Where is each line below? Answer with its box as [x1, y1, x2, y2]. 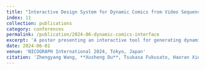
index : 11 [6, 15, 32, 21]
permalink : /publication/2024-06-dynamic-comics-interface [6, 32, 160, 38]
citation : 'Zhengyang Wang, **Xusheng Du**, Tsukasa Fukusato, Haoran [6, 54, 190, 60]
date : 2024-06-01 [6, 43, 51, 49]
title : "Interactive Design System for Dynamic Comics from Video [6, 9, 179, 15]
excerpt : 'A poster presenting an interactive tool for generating [6, 37, 182, 43]
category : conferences [6, 26, 64, 32]
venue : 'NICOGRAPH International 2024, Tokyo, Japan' [6, 49, 146, 55]
